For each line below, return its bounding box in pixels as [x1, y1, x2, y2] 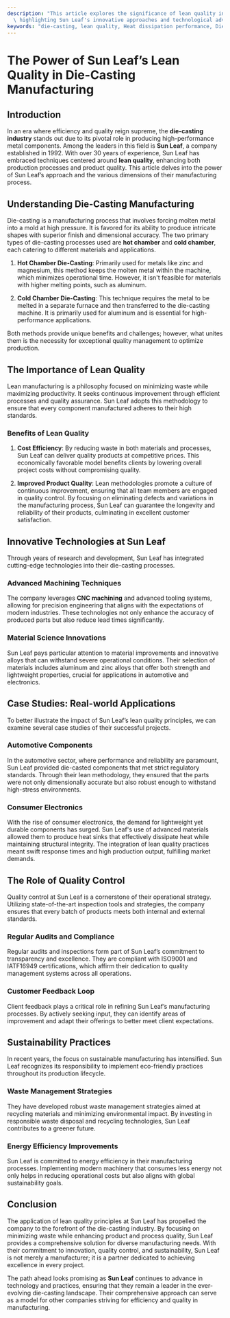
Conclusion [7, 1198, 57, 1210]
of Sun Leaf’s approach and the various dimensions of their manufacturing [7, 171, 217, 179]
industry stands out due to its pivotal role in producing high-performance [7, 135, 214, 143]
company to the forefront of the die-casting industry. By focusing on [7, 1224, 200, 1232]
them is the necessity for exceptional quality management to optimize [7, 337, 203, 345]
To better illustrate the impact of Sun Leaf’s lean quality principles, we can [7, 716, 216, 724]
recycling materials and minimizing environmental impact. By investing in [7, 1109, 212, 1117]
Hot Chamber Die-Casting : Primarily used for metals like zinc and [16, 259, 203, 267]
